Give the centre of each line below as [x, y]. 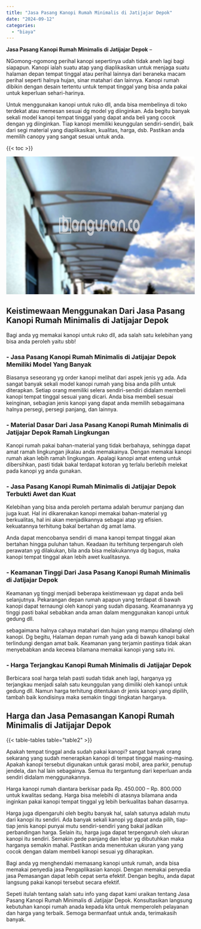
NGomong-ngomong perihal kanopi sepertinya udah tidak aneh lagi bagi [95, 61]
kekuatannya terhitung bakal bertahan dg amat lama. [71, 526]
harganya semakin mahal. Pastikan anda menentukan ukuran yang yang [95, 845]
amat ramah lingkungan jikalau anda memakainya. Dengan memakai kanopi [99, 452]
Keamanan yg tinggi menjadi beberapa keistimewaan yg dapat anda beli [95, 593]
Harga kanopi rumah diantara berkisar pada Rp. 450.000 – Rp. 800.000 [94, 788]
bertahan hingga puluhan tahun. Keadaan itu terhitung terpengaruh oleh [95, 544]
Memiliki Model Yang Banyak [49, 365]
